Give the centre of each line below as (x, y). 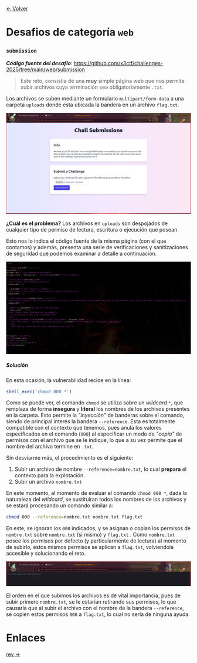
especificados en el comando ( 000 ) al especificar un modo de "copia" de (94, 434)
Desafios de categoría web (70, 32)
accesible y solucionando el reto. (46, 553)
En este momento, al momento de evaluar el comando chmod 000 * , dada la (97, 493)
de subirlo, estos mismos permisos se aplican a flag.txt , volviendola (90, 547)
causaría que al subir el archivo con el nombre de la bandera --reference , (95, 608)
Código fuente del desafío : (39, 63)
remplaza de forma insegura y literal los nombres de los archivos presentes (98, 409)
